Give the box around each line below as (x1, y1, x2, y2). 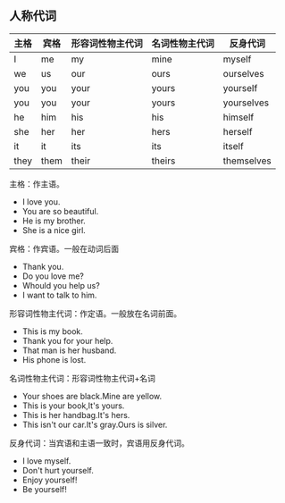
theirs (151, 155, 176, 167)
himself (222, 111, 255, 123)
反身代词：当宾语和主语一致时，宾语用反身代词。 (9, 437, 189, 449)
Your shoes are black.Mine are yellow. (21, 390, 163, 401)
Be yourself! (21, 483, 67, 494)
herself (222, 125, 253, 138)
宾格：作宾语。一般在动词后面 (9, 243, 119, 254)
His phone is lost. (21, 354, 87, 365)
